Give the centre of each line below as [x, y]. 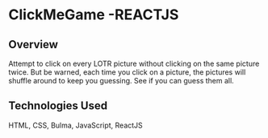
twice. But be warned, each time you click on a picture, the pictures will [127, 72]
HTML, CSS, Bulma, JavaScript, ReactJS [75, 125]
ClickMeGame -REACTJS [94, 15]
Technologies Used [58, 106]
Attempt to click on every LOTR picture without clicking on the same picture [134, 63]
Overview [33, 45]
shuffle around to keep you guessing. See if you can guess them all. [121, 81]
